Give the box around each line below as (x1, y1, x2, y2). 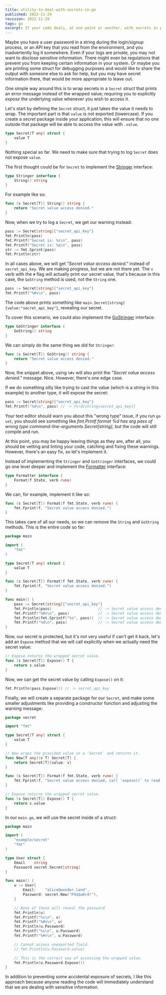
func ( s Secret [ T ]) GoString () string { (5, 351, 90, 356)
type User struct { (5, 856, 45, 861)
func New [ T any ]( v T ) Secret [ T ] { (5, 755, 77, 760)
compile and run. (5, 429, 40, 434)
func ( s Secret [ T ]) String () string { (5, 201, 85, 206)
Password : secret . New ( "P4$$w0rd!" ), (23, 892, 98, 897)
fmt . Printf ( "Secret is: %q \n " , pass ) (5, 243, 83, 248)
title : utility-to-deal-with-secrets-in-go (5, 7, 96, 12)
